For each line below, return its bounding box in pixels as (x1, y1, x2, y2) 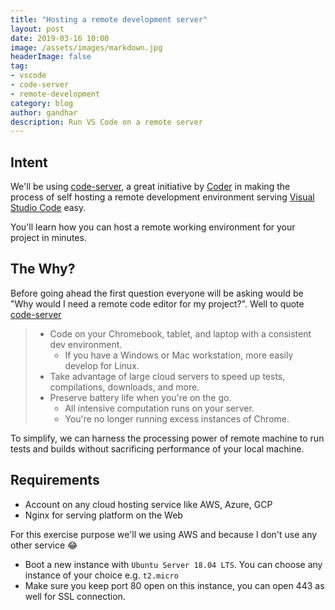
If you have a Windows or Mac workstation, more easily (64, 349, 294, 361)
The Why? (10, 261, 76, 278)
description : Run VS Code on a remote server (10, 117, 203, 127)
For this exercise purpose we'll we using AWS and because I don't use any (10, 528, 318, 540)
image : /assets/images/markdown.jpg (10, 42, 163, 53)
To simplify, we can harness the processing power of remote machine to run (10, 432, 325, 444)
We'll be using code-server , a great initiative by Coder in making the (10, 181, 291, 193)
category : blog (10, 98, 74, 108)
